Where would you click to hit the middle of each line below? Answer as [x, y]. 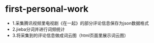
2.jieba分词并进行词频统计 [38, 29]
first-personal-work [47, 9]
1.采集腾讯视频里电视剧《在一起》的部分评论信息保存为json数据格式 [80, 23]
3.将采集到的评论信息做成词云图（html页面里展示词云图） [70, 35]
